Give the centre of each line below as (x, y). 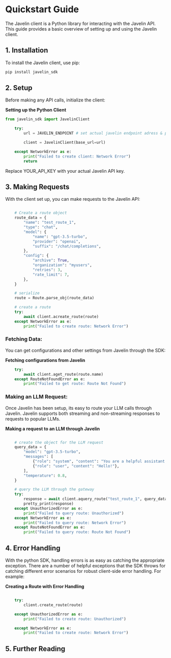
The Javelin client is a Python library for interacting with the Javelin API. (81, 23)
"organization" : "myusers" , (62, 265)
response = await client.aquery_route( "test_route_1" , (83, 499)
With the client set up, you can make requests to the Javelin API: (73, 199)
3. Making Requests (37, 187)
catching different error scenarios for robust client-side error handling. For (83, 571)
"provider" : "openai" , (56, 241)
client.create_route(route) (53, 605)
